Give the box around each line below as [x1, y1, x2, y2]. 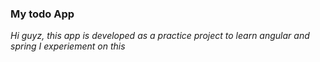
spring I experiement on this [10, 40, 126, 52]
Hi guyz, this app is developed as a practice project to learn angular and [10, 30, 310, 42]
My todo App [10, 7, 75, 21]
